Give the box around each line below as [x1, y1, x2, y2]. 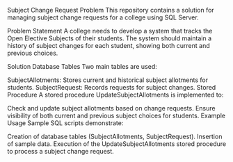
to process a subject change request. [7, 147, 115, 155]
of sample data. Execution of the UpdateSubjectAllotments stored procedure [7, 140, 227, 148]
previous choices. [7, 49, 58, 57]
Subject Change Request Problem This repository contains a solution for [7, 6, 214, 14]
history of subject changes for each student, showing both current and [7, 42, 210, 49]
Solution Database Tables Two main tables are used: [7, 63, 158, 70]
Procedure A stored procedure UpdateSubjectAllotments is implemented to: [7, 90, 224, 99]
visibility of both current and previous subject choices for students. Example [7, 111, 226, 120]
